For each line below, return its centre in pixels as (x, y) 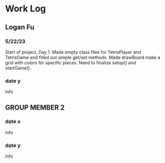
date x (13, 122)
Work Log (26, 9)
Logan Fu (20, 27)
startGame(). (18, 68)
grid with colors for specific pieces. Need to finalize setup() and (71, 62)
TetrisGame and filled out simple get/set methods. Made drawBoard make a (83, 57)
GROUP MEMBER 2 (35, 107)
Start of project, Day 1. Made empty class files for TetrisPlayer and (73, 52)
